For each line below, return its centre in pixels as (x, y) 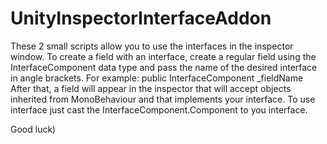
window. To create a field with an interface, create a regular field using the (163, 56)
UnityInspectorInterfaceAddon (141, 18)
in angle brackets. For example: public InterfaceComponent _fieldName (157, 78)
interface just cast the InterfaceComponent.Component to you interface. (159, 109)
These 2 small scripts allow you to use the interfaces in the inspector (152, 46)
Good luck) (33, 129)
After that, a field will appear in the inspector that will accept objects (151, 88)
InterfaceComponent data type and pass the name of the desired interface (164, 67)
